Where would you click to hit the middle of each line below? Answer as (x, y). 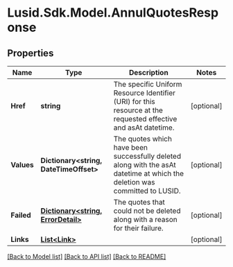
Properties (31, 53)
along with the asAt (145, 165)
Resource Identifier (144, 93)
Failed (21, 215)
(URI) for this (134, 102)
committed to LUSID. (147, 191)
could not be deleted (147, 211)
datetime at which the (149, 173)
